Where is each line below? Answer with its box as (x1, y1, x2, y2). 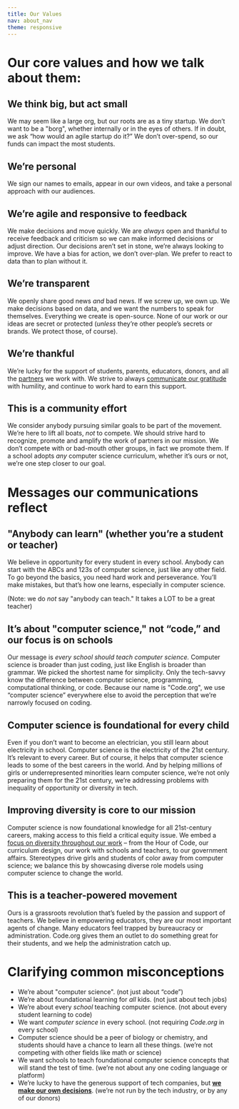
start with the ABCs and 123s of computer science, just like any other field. (7, 566, 227, 574)
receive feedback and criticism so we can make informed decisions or (7, 234, 214, 243)
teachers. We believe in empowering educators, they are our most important (7, 915, 232, 925)
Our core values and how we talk (7, 54, 205, 71)
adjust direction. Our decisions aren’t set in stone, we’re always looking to (7, 242, 224, 250)
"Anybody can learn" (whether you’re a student (7, 528, 223, 540)
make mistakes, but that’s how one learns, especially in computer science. (7, 581, 226, 589)
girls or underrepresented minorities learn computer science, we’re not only (7, 768, 230, 777)
